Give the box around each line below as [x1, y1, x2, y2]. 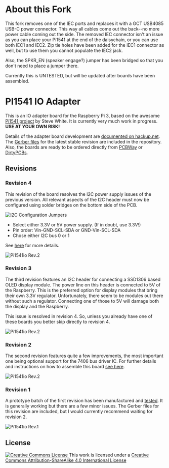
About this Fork [5, 4, 72, 15]
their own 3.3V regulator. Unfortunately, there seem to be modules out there [5, 292, 163, 299]
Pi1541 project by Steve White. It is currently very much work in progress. [5, 118, 158, 124]
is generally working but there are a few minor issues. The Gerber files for [5, 403, 159, 409]
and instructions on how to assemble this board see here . [5, 364, 125, 370]
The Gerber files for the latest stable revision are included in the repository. [5, 138, 162, 144]
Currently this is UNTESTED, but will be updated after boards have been [5, 72, 155, 78]
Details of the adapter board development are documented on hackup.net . [5, 133, 160, 139]
